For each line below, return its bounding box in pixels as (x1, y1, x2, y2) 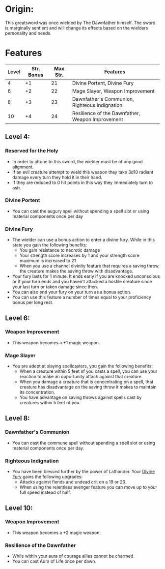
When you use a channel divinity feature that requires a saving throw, (19, 263, 160, 269)
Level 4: (5, 133, 30, 141)
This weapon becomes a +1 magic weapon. (12, 339, 100, 345)
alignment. (12, 164, 34, 170)
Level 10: (5, 504, 33, 512)
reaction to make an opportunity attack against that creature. (19, 374, 143, 380)
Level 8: (5, 414, 30, 422)
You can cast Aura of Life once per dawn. (12, 558, 97, 564)
